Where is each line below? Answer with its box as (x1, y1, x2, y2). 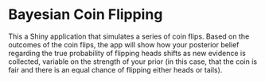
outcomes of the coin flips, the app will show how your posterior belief (8, 39, 240, 49)
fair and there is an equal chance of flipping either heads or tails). (8, 65, 223, 74)
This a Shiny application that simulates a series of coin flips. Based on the (8, 32, 250, 41)
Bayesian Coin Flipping (8, 6, 163, 24)
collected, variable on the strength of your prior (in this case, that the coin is (8, 57, 257, 66)
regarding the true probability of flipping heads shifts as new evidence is (8, 48, 247, 58)
